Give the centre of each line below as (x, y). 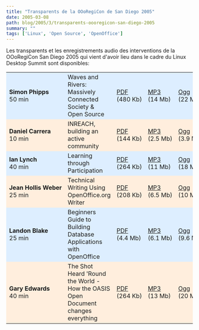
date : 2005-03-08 (28, 17)
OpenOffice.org (89, 195)
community (84, 146)
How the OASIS (89, 288)
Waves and (83, 77)
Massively (82, 92)
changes (80, 311)
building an (83, 131)
